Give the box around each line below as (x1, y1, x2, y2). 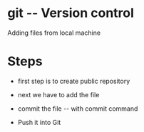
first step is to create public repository (17, 77, 130, 85)
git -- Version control (7, 5, 134, 21)
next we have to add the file (17, 90, 100, 99)
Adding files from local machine (7, 28, 101, 37)
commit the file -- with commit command (17, 104, 138, 113)
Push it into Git (17, 118, 61, 126)
